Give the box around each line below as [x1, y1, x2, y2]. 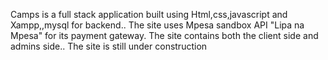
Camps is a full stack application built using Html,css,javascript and [10, 9, 288, 20]
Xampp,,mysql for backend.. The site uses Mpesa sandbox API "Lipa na [10, 19, 305, 31]
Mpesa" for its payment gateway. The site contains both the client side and [10, 30, 319, 41]
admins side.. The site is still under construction [10, 40, 208, 52]
